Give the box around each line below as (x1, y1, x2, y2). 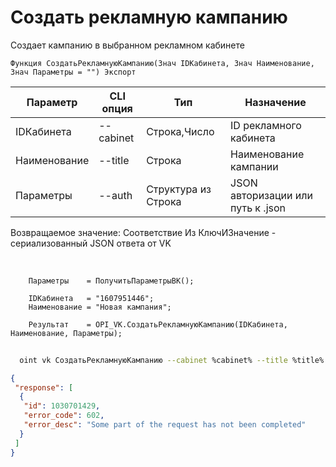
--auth (98, 188, 133, 202)
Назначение (244, 95, 307, 109)
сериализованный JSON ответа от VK (10, 237, 172, 249)
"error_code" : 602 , (23, 411, 105, 421)
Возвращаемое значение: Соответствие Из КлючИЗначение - (10, 226, 277, 238)
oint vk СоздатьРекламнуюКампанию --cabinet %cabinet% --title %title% (19, 355, 325, 365)
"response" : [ (14, 382, 74, 393)
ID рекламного (230, 118, 302, 132)
